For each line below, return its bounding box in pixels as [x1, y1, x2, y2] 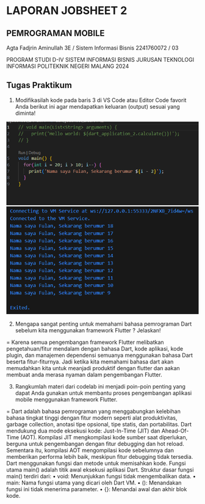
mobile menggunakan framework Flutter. [15, 396, 118, 403]
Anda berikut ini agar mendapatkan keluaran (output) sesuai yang [15, 103, 180, 110]
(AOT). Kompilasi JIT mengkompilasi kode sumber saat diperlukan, [20, 434, 188, 441]
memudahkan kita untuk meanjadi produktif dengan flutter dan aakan [6, 365, 180, 372]
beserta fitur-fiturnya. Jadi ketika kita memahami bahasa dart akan [6, 358, 174, 365]
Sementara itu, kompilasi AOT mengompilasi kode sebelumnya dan [6, 447, 174, 454]
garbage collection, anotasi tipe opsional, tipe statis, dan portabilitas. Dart [6, 421, 192, 428]
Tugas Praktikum [6, 80, 72, 90]
